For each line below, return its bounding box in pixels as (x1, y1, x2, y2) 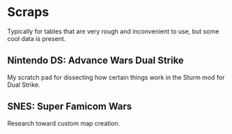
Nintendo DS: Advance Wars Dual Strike (7, 55, 185, 67)
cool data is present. (7, 34, 66, 42)
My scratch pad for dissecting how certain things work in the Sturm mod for (7, 73, 225, 81)
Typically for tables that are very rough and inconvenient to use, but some (7, 27, 219, 35)
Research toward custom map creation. (7, 119, 121, 127)
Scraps (7, 4, 49, 20)
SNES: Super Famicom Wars (7, 101, 132, 112)
